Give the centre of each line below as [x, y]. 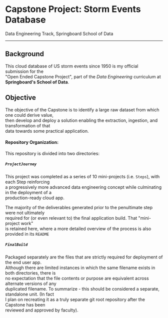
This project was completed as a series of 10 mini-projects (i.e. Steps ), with [82, 176]
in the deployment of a [28, 192]
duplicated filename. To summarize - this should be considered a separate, [82, 289]
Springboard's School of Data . [37, 82]
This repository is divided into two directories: [52, 153]
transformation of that [28, 125]
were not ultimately [25, 213]
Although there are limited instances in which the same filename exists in [80, 268]
